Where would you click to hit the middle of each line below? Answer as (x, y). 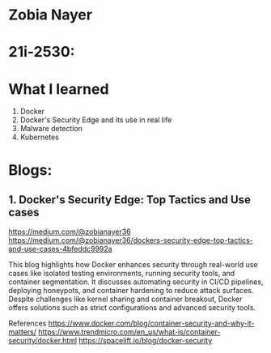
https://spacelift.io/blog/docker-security (145, 341)
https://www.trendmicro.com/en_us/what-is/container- (129, 332)
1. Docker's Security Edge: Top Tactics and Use (129, 200)
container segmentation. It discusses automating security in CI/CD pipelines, (136, 282)
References (28, 323)
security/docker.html (43, 341)
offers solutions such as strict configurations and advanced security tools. (132, 308)
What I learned (59, 89)
